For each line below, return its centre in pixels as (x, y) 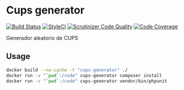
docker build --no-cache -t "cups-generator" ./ (67, 70)
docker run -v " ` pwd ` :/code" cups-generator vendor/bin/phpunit (87, 81)
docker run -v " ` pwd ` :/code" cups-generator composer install (84, 75)
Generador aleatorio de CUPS (42, 38)
